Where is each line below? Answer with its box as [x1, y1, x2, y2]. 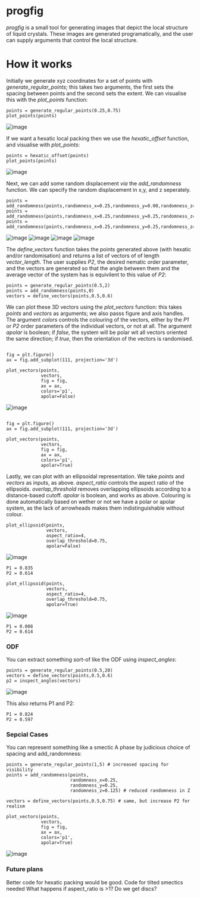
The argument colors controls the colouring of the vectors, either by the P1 [6, 316, 189, 323]
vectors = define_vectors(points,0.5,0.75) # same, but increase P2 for [6, 798, 190, 805]
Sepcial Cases [6, 731, 49, 739]
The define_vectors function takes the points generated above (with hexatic [6, 245, 192, 252]
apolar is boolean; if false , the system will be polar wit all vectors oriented [6, 329, 187, 336]
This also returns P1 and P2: [6, 700, 74, 707]
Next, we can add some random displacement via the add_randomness [6, 180, 182, 187]
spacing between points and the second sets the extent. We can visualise [6, 89, 187, 96]
